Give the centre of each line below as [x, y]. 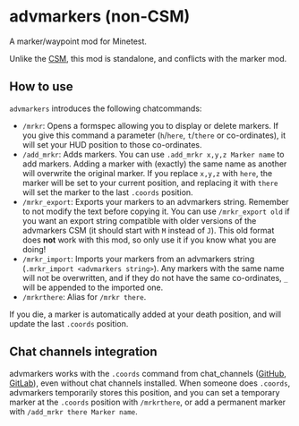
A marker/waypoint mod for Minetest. [78, 41]
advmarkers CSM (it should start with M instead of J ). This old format [148, 230]
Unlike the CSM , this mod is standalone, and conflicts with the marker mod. [148, 58]
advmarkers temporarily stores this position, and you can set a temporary [145, 392]
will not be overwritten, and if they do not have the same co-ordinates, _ [155, 277]
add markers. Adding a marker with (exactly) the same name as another [154, 164]
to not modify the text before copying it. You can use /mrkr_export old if [156, 211]
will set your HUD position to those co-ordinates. [112, 144]
